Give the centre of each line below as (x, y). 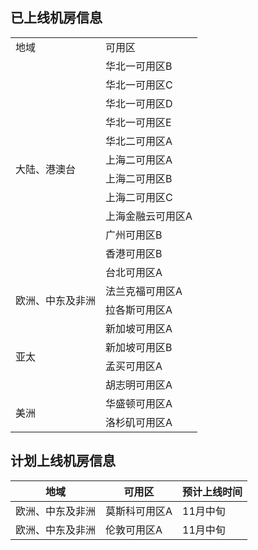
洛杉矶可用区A (139, 422)
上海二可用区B (139, 178)
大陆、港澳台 (46, 169)
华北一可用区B (139, 66)
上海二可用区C (139, 197)
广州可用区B (134, 235)
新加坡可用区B (139, 347)
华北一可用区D (139, 103)
